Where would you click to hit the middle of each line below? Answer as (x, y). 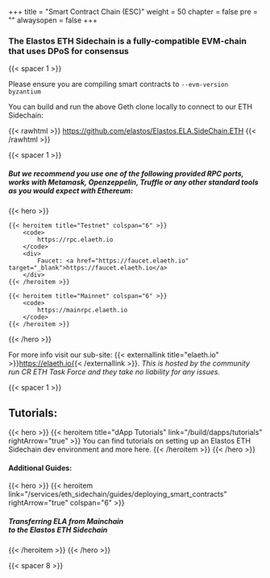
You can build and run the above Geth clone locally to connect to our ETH (130, 107)
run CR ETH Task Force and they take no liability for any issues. (114, 372)
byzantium (25, 92)
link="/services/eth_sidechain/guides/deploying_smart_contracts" (118, 494)
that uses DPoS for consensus (69, 51)
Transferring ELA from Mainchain (66, 521)
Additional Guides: (40, 468)
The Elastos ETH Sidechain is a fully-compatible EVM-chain (128, 41)
